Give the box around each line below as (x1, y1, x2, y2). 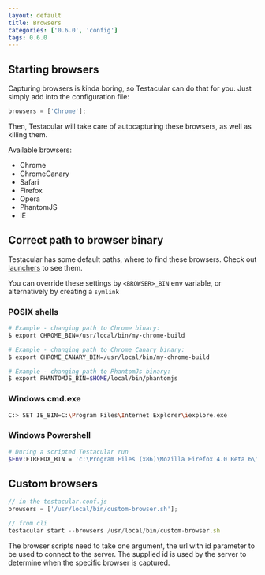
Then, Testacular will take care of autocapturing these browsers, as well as (8, 121, 252, 131)
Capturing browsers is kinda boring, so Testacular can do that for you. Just (8, 84, 252, 93)
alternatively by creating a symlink (8, 286, 120, 296)
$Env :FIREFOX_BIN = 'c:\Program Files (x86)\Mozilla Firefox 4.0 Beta (8, 455, 245, 463)
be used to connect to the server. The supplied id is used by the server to (8, 549, 247, 558)
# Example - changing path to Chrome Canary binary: (8, 345, 185, 353)
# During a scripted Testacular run (8, 447, 129, 456)
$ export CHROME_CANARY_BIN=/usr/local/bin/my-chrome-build (8, 353, 211, 361)
